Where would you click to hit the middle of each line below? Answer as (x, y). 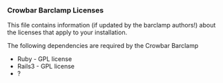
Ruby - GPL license (45, 59)
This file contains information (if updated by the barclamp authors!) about (111, 25)
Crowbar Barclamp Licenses (56, 10)
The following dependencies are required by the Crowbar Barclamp (103, 46)
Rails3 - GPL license (46, 67)
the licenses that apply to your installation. (67, 32)
